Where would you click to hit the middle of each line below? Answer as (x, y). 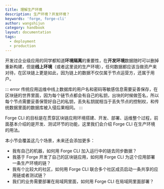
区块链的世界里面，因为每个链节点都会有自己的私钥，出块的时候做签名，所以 (82, 95)
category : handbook (25, 28)
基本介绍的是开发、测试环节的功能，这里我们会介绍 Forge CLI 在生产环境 (82, 124)
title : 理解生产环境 (24, 10)
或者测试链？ (34, 175)
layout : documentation (28, 32)
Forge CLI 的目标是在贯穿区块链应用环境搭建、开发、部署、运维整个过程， (80, 118)
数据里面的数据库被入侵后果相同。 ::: (46, 107)
